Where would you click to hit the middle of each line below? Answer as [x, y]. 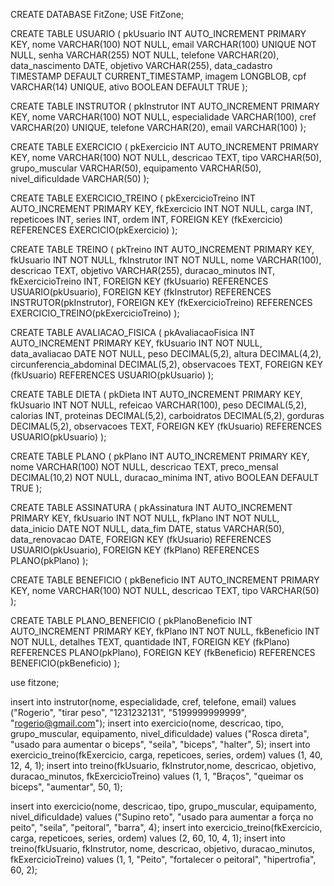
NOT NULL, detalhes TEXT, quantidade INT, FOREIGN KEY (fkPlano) [150, 642]
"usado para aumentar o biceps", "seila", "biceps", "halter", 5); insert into [160, 744]
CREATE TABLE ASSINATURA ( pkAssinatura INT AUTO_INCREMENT [151, 507]
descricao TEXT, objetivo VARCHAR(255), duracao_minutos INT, [143, 270]
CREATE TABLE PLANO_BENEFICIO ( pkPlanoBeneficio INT [131, 620]
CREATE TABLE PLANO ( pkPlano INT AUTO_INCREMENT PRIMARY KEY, [160, 456]
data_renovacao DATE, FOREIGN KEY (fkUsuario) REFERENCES [141, 539]
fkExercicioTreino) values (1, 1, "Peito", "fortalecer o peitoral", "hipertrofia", [163, 859]
